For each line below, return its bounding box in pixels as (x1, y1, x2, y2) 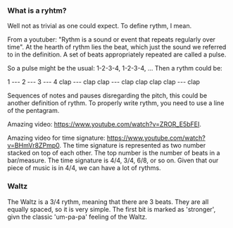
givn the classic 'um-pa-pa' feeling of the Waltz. (7, 212, 148, 221)
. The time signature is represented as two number (59, 141, 206, 150)
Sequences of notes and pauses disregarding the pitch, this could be (7, 91, 208, 100)
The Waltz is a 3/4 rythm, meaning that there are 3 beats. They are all (7, 197, 209, 206)
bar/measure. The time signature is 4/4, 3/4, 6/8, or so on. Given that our (7, 156, 219, 164)
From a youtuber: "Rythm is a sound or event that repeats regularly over (7, 35, 216, 44)
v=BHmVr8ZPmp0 (7, 141, 60, 150)
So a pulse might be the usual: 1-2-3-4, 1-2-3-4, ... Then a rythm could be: (7, 64, 223, 73)
